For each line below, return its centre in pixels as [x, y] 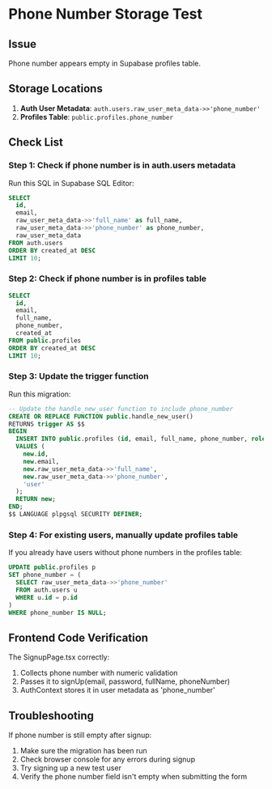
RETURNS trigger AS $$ [47, 424]
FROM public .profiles [45, 341]
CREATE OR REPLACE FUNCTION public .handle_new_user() [101, 416]
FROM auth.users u [47, 590]
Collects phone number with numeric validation [99, 673]
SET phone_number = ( [45, 575]
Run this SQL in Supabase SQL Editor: [72, 183]
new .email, [41, 461]
